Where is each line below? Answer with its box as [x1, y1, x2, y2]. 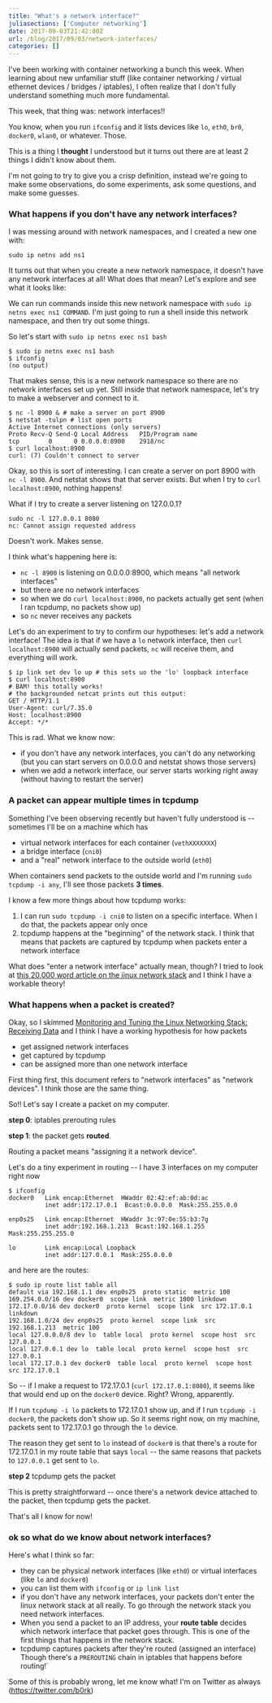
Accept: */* [8, 718, 49, 727]
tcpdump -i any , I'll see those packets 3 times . [8, 879, 164, 889]
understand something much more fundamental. [8, 90, 171, 100]
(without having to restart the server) [19, 774, 144, 784]
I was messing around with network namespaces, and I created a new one [8, 227, 257, 237]
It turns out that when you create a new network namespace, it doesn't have [8, 265, 264, 275]
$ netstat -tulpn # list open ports [8, 416, 132, 424]
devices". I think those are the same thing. [8, 1084, 149, 1093]
